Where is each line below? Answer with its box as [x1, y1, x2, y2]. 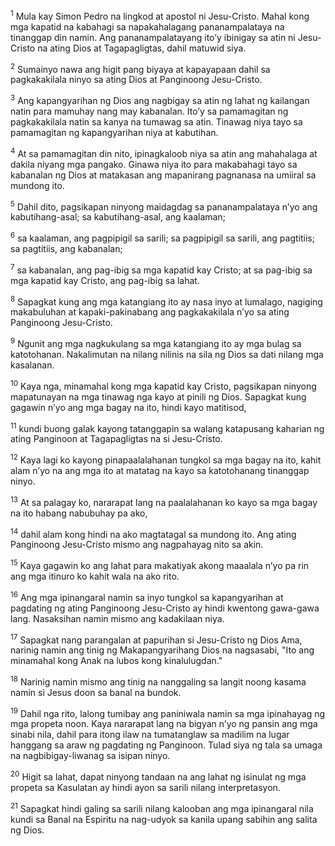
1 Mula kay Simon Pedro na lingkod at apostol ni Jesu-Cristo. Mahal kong [10, 9, 310, 22]
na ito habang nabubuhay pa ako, [10, 507, 148, 519]
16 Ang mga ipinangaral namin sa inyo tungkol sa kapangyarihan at [10, 589, 284, 603]
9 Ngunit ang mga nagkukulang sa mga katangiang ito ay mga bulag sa [10, 336, 302, 349]
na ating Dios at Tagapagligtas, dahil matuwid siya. [37, 42, 247, 54]
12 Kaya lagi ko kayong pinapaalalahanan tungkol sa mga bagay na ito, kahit [10, 452, 322, 466]
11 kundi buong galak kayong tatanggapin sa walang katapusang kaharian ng [10, 420, 325, 434]
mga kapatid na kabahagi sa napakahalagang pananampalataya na [10, 20, 285, 33]
